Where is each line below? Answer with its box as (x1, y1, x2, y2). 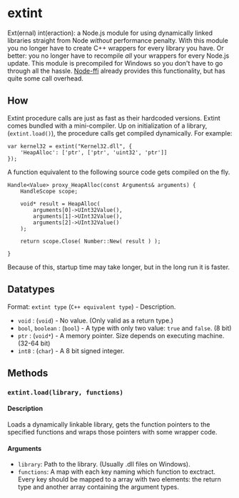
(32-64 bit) (17, 339, 51, 347)
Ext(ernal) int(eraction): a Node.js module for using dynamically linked (7, 29, 213, 37)
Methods (7, 367, 49, 379)
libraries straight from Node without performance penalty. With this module (7, 36, 228, 44)
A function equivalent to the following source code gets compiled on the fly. (7, 168, 230, 176)
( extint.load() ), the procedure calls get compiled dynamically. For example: (7, 128, 233, 137)
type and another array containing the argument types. (17, 483, 180, 492)
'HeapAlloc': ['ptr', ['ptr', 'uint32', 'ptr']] (20, 148, 168, 156)
